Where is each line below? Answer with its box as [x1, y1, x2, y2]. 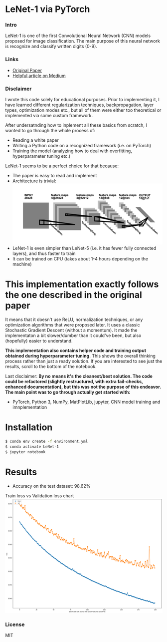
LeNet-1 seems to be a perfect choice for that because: [5, 163, 119, 169]
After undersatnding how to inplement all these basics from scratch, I [5, 122, 147, 128]
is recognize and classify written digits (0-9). [5, 44, 97, 50]
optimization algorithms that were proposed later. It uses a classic [5, 322, 141, 328]
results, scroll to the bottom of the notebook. [5, 364, 97, 370]
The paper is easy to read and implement [12, 173, 97, 179]
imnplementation [12, 404, 47, 410]
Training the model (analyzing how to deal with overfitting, [12, 148, 132, 154]
